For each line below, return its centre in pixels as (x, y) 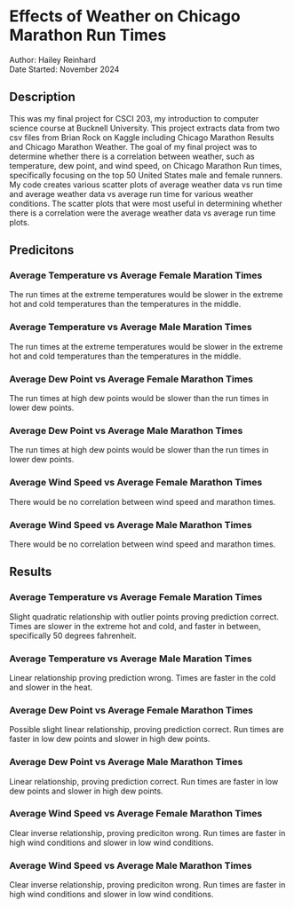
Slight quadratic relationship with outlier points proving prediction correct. (144, 616)
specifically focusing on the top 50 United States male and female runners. (146, 175)
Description (42, 97)
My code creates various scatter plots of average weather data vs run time (146, 185)
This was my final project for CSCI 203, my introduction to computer (134, 118)
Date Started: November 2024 (64, 69)
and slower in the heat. (51, 687)
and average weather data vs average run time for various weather (131, 193)
